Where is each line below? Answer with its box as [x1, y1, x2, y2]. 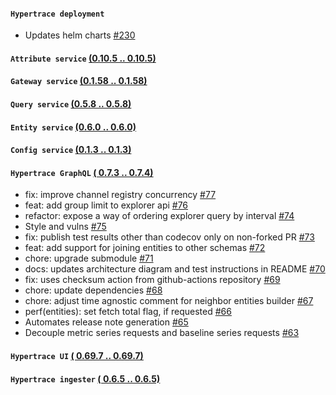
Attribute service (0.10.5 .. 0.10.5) [10, 52, 157, 64]
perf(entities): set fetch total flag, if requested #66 [24, 306, 232, 318]
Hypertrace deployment [10, 9, 105, 19]
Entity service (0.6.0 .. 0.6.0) [10, 121, 137, 133]
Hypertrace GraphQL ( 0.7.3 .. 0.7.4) [10, 166, 154, 178]
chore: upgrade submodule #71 [24, 252, 154, 265]
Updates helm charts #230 [24, 29, 136, 41]
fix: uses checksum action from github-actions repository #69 [24, 274, 281, 286]
